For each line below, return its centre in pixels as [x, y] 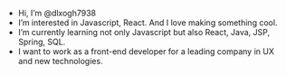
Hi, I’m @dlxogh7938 [57, 13]
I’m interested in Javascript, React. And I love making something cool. [148, 23]
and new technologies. [60, 61]
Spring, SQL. [42, 42]
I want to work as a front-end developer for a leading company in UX [146, 52]
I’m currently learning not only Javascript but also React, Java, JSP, [143, 32]
